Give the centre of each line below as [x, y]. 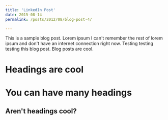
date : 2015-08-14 [24, 15]
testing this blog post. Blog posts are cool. [49, 49]
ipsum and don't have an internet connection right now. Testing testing [79, 44]
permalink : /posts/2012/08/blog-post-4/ [49, 19]
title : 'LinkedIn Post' [31, 10]
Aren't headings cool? [41, 111]
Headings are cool [45, 69]
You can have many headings [69, 92]
